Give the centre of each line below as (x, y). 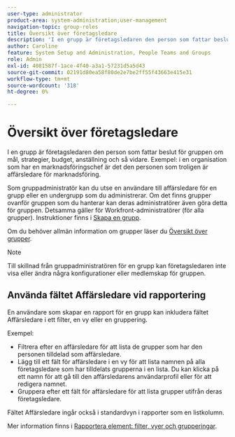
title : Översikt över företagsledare (62, 33)
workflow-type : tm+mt (39, 79)
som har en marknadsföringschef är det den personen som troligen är (108, 167)
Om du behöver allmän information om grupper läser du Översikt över (107, 231)
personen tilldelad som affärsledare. (69, 354)
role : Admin (24, 60)
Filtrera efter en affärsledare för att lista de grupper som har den (110, 347)
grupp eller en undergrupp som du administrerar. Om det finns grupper (109, 195)
